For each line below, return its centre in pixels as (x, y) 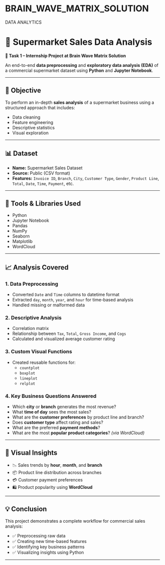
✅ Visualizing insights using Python (48, 552)
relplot (27, 384)
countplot (30, 368)
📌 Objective (23, 91)
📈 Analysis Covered (37, 267)
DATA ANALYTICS (23, 22)
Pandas (20, 226)
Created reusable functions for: (44, 362)
